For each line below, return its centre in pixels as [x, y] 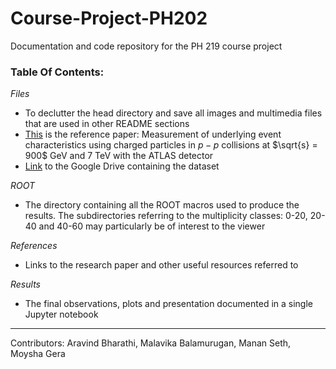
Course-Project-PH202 [109, 18]
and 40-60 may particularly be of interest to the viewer [152, 226]
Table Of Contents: [57, 72]
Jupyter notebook [61, 314]
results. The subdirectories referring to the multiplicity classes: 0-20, [166, 216]
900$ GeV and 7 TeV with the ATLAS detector [119, 156]
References [34, 246]
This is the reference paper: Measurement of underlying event [153, 134]
